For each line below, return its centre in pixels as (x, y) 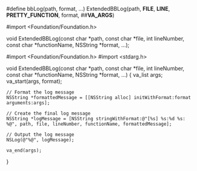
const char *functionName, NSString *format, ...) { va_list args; (85, 75)
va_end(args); (24, 150)
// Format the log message (40, 92)
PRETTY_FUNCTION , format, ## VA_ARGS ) (61, 15)
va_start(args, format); (34, 81)
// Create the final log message (48, 114)
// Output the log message (40, 135)
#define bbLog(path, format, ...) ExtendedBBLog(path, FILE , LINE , (88, 9)
